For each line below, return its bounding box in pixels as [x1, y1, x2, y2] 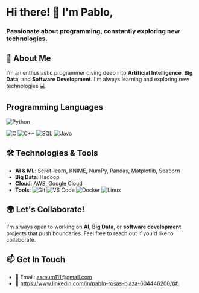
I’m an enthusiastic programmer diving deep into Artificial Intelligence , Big [6, 69, 193, 76]
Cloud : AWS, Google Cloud [14, 180, 83, 187]
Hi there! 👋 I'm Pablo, [6, 5, 113, 19]
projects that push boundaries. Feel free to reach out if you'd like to [6, 230, 174, 237]
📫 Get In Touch [6, 254, 66, 265]
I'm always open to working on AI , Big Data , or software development [6, 223, 182, 231]
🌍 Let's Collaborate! [6, 204, 85, 215]
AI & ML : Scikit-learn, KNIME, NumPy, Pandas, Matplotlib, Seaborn [14, 167, 180, 174]
